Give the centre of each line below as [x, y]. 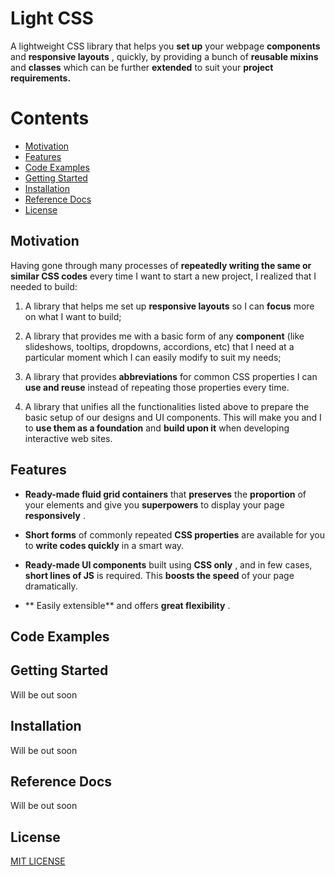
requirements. [41, 78]
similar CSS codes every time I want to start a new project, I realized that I [163, 276]
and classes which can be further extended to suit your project [142, 67]
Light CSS [52, 18]
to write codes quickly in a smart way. [104, 545]
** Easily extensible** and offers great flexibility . [127, 605]
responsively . [55, 515]
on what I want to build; [73, 316]
